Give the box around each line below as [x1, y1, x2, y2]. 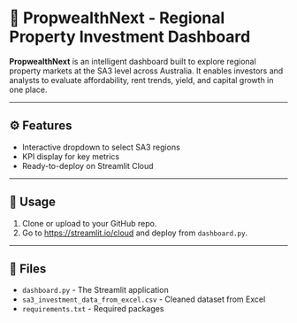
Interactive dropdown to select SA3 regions [21, 142, 181, 152]
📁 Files [9, 261, 47, 276]
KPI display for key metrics [21, 150, 120, 162]
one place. [9, 84, 48, 95]
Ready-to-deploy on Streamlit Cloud [21, 160, 154, 171]
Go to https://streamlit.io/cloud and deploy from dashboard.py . [21, 227, 248, 238]
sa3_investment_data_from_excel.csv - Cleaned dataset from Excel [21, 294, 266, 304]
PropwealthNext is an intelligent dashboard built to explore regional [9, 56, 256, 66]
